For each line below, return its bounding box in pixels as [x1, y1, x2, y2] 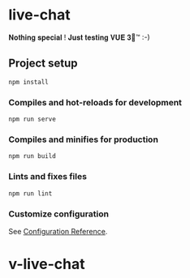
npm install [8, 78, 49, 86]
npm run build [8, 152, 57, 160]
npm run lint [8, 189, 53, 198]
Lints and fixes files [8, 171, 88, 182]
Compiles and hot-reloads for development [8, 96, 183, 108]
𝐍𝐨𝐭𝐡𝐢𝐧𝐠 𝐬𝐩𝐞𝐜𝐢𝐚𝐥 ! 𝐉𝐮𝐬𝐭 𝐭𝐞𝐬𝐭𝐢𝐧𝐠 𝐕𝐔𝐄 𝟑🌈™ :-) [8, 32, 150, 42]
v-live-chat [8, 255, 85, 273]
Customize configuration [8, 208, 110, 220]
